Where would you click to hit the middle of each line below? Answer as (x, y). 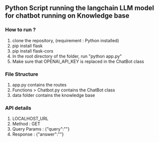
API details (18, 108)
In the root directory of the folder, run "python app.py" (67, 56)
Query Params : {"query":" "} (41, 129)
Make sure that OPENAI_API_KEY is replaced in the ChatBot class (78, 61)
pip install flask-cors (33, 51)
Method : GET (26, 124)
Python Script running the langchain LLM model (80, 8)
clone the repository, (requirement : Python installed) (66, 40)
